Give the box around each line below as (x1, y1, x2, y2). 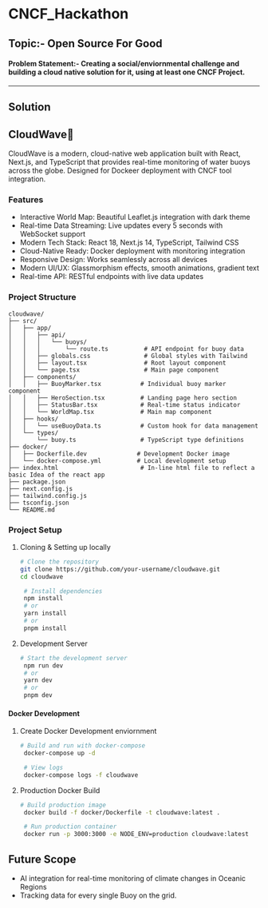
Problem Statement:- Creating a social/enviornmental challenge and (8, 59, 240, 69)
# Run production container (23, 822, 117, 831)
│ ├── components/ (8, 372, 77, 380)
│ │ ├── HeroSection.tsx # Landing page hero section (8, 393, 238, 402)
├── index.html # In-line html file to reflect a (8, 464, 255, 472)
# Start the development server (19, 654, 128, 662)
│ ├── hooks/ (8, 415, 59, 423)
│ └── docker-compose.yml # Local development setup (8, 456, 227, 464)
